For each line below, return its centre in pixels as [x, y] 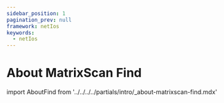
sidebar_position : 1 [36, 13]
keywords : [21, 33]
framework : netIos [33, 26]
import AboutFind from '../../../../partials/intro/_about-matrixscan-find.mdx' [112, 92]
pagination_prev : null [39, 20]
